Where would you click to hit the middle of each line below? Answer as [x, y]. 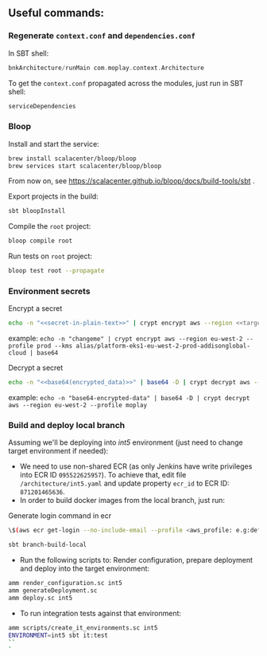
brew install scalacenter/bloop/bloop [72, 159]
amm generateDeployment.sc [53, 591]
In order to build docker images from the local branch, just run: [122, 501]
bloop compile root [41, 241]
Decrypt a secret [36, 368]
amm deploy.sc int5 [41, 598]
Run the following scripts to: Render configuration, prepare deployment [136, 560]
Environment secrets [49, 292]
